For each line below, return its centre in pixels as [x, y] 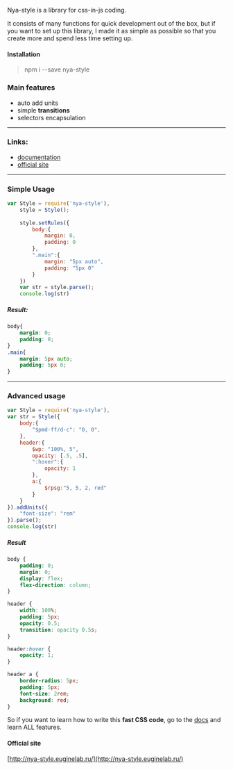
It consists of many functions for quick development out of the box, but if [112, 23]
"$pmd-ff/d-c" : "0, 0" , [66, 430]
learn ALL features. [35, 727]
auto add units [38, 103]
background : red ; [45, 700]
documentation [39, 157]
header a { [23, 674]
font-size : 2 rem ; [45, 694]
